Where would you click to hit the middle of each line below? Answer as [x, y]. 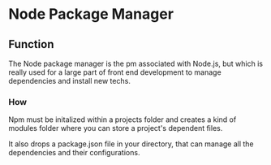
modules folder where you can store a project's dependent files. [116, 128]
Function [31, 44]
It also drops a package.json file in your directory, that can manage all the [131, 144]
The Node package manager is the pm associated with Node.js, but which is [136, 63]
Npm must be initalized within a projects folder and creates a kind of [123, 119]
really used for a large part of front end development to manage [115, 72]
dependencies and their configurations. [74, 153]
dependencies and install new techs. [70, 81]
